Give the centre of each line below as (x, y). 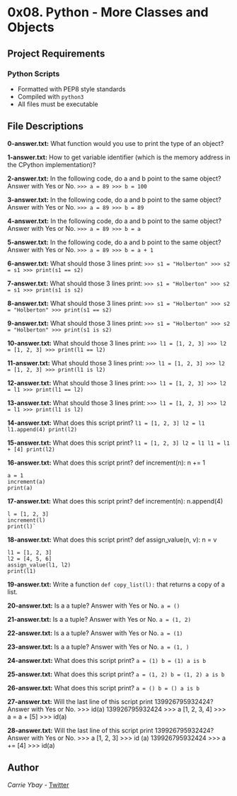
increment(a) (27, 482)
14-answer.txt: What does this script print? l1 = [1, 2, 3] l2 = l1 (106, 423)
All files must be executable (58, 104)
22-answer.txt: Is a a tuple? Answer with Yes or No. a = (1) (95, 633)
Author (23, 768)
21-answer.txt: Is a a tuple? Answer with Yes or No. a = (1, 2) (99, 619)
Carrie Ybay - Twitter (38, 785)
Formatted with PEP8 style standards (71, 89)
